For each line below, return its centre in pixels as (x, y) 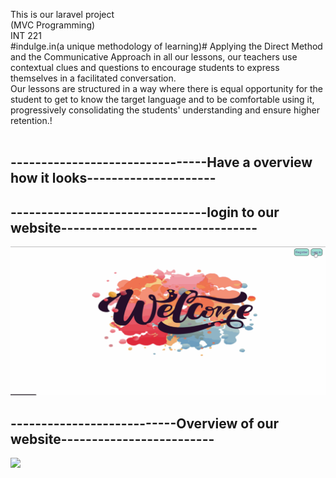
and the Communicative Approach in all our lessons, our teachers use (154, 57)
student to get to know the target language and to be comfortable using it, (162, 99)
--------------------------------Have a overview (161, 162)
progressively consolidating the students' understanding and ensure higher (165, 110)
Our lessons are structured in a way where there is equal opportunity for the (167, 88)
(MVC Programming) (53, 25)
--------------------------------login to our (145, 212)
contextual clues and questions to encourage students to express (145, 67)
